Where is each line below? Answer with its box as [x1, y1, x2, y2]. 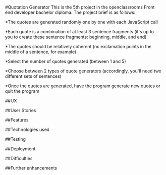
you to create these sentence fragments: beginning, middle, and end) [5, 34, 147, 40]
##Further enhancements [5, 165, 57, 171]
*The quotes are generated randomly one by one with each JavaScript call [5, 19, 158, 25]
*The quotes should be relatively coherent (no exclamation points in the [5, 44, 152, 49]
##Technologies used [5, 126, 50, 132]
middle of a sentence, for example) [5, 49, 77, 55]
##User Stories [5, 108, 36, 113]
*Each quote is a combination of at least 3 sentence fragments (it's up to [5, 29, 154, 34]
